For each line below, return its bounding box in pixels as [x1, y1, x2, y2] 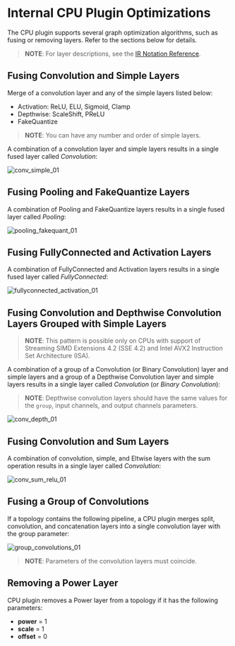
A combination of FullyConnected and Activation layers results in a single [7, 265, 220, 274]
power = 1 [17, 617, 47, 626]
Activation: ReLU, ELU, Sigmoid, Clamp [17, 102, 131, 111]
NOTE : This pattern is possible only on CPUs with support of [24, 336, 201, 345]
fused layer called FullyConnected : [7, 273, 109, 281]
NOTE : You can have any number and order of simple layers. [24, 130, 201, 139]
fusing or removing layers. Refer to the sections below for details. [7, 35, 198, 44]
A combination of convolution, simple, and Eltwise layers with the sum [7, 454, 211, 463]
